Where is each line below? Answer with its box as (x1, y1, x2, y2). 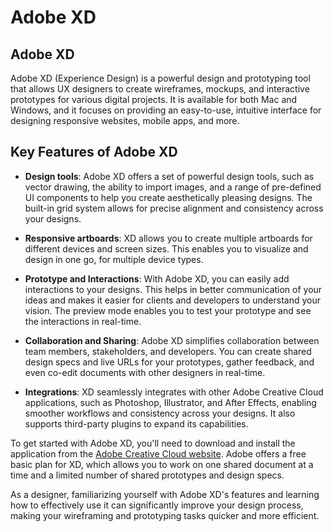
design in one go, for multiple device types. (24, 253, 204, 265)
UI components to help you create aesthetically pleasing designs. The (24, 191, 313, 203)
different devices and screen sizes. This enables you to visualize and (24, 242, 309, 255)
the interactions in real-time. (24, 315, 142, 327)
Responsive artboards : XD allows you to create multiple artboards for (24, 232, 313, 244)
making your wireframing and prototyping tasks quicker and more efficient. (10, 509, 320, 521)
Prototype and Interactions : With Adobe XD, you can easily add (24, 272, 290, 285)
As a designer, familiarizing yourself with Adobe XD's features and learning (10, 488, 320, 500)
